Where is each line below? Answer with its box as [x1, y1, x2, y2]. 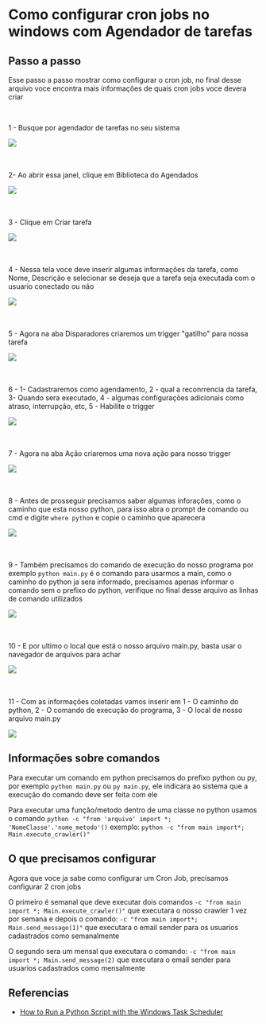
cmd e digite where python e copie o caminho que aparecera [8, 513, 206, 522]
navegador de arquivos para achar [8, 650, 121, 659]
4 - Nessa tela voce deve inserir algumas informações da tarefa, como [8, 265, 239, 274]
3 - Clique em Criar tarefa [8, 217, 92, 227]
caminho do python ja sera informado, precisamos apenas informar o [8, 577, 234, 586]
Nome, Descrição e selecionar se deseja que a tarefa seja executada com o [8, 273, 256, 282]
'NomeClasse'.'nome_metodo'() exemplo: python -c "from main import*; [8, 822, 245, 831]
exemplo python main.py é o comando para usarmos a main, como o [8, 569, 232, 578]
